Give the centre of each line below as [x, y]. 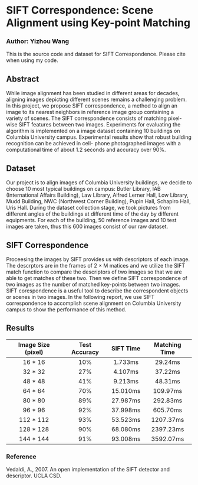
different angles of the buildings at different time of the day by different [92, 214]
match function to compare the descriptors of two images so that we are [94, 272]
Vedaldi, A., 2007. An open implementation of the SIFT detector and [88, 470]
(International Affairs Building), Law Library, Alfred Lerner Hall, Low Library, [97, 195]
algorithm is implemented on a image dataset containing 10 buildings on [93, 131]
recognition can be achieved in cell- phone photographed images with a [93, 144]
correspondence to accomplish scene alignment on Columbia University [94, 303]
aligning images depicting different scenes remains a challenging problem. [97, 100]
